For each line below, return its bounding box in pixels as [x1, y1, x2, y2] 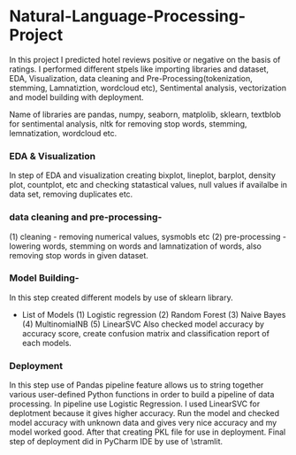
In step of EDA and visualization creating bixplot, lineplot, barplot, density [9, 170, 277, 181]
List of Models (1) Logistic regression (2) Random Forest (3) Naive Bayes [21, 309, 286, 320]
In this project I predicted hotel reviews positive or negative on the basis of [9, 54, 281, 65]
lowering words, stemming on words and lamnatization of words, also [9, 241, 262, 251]
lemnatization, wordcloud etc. [9, 127, 118, 138]
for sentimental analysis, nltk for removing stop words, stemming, [9, 118, 247, 129]
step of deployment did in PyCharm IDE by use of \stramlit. [9, 436, 224, 447]
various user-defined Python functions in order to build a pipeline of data [9, 389, 275, 400]
